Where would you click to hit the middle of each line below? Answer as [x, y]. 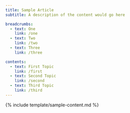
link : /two [26, 43]
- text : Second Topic [33, 76]
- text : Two [23, 38]
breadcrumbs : [19, 24]
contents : [16, 62]
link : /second [30, 81]
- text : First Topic [32, 66]
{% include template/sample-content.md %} [52, 105]
